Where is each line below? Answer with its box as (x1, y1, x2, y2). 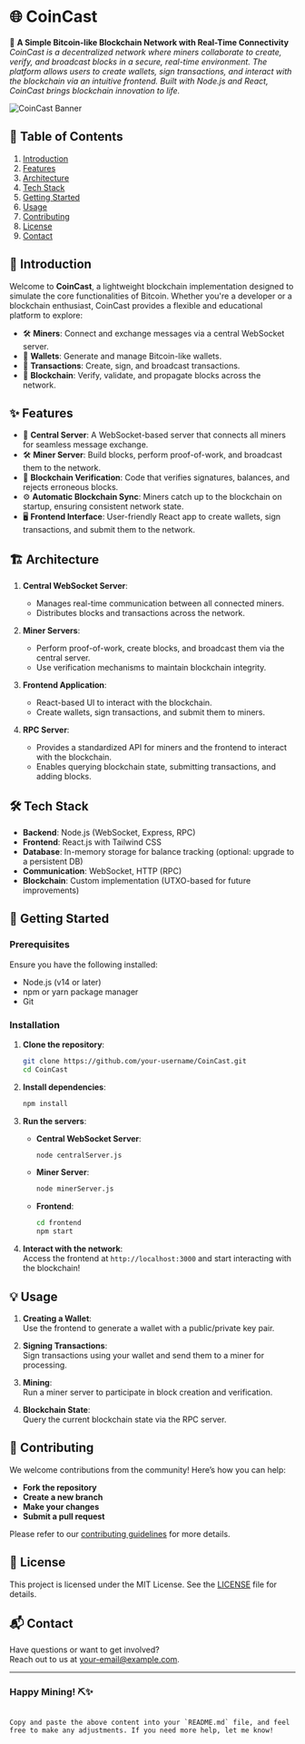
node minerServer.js (35, 1184, 114, 1194)
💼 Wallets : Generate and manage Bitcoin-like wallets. (22, 350, 222, 361)
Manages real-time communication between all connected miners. (35, 598, 284, 609)
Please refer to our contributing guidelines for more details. (9, 1528, 231, 1539)
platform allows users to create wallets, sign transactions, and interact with (9, 65, 292, 76)
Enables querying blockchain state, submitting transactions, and (35, 761, 277, 772)
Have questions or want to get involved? (9, 1644, 161, 1655)
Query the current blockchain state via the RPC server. (22, 1414, 227, 1425)
